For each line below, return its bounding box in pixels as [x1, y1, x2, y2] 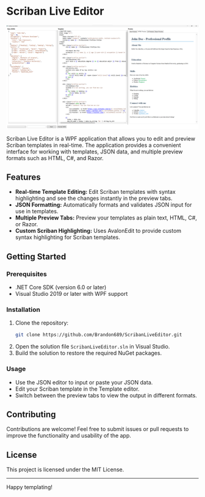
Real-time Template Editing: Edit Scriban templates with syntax [15, 188, 176, 196]
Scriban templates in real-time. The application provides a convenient [6, 141, 181, 149]
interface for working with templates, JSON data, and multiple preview [6, 148, 183, 155]
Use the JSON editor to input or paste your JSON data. [15, 378, 153, 386]
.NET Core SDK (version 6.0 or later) [15, 284, 107, 291]
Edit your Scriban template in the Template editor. [15, 385, 140, 392]
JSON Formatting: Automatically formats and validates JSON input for [15, 201, 192, 208]
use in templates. [15, 208, 59, 215]
